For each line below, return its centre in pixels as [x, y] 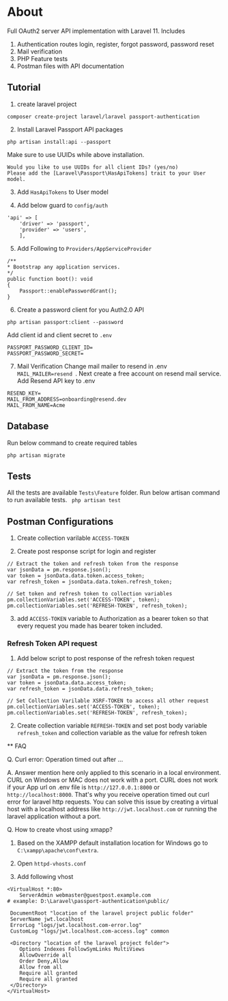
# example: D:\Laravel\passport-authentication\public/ [88, 902]
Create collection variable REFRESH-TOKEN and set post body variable [112, 726]
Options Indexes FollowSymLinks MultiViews [82, 950]
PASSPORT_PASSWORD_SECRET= [45, 354]
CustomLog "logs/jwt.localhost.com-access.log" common [89, 931]
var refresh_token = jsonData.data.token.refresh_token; [90, 582]
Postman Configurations [60, 521]
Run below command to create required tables [72, 443]
